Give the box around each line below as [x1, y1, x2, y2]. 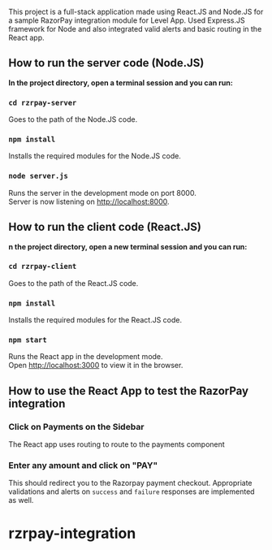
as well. [8, 496, 34, 505]
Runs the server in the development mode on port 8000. [8, 188, 196, 197]
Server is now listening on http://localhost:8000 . [8, 197, 170, 206]
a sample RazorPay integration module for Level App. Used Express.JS [8, 15, 245, 25]
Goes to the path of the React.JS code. [8, 278, 139, 288]
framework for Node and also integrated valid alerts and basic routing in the [8, 24, 262, 33]
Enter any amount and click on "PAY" [8, 460, 158, 471]
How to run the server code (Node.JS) [8, 56, 205, 70]
